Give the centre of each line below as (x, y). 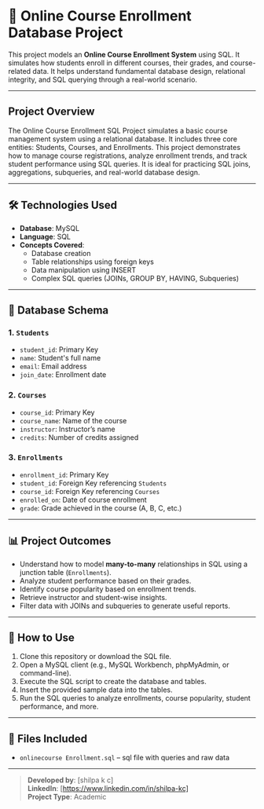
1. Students (29, 332)
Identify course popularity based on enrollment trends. (108, 589)
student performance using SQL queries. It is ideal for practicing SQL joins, (130, 163)
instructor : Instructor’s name (67, 429)
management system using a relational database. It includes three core (123, 139)
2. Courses (27, 395)
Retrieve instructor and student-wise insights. (93, 597)
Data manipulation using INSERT (84, 269)
